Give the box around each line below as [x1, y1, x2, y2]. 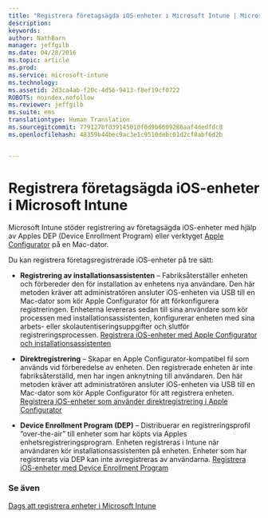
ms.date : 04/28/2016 [8, 49, 77, 57]
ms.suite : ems [8, 109, 56, 117]
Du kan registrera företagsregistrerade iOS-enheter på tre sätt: [8, 255, 214, 265]
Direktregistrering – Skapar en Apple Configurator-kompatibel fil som [19, 353, 250, 364]
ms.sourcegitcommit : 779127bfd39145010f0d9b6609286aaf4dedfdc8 [8, 123, 223, 131]
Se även [8, 483, 40, 494]
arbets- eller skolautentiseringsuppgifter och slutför [19, 321, 190, 331]
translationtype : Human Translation [8, 116, 130, 124]
